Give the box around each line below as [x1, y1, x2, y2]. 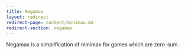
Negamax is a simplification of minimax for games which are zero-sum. [6, 41, 179, 48]
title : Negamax [6, 8, 44, 15]
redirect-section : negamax [6, 25, 73, 31]
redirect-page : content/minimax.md [6, 19, 94, 25]
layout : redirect [6, 14, 49, 20]
